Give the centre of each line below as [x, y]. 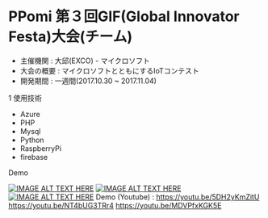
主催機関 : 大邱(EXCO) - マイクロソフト [85, 61]
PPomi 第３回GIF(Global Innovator [124, 17]
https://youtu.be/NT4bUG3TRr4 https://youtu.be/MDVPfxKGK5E [115, 205]
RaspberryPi [41, 148]
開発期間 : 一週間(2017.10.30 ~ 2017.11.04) [88, 81]
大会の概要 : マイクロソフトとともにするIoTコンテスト [109, 70]
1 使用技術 [25, 98]
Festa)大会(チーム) [71, 37]
